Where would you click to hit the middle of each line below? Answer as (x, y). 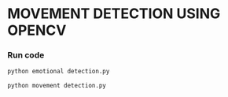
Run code (26, 55)
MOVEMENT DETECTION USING (114, 14)
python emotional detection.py (59, 72)
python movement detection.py (57, 86)
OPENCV (37, 30)
